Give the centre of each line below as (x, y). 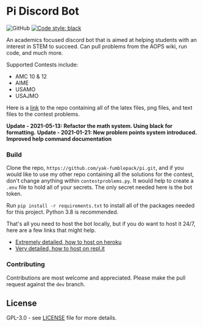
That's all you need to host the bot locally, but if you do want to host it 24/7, (101, 224)
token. (14, 194)
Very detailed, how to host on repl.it (60, 248)
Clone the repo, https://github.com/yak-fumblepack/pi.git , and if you (95, 168)
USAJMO (27, 96)
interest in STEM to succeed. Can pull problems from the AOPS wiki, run (97, 46)
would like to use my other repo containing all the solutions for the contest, (100, 174)
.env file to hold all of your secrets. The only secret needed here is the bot (99, 188)
